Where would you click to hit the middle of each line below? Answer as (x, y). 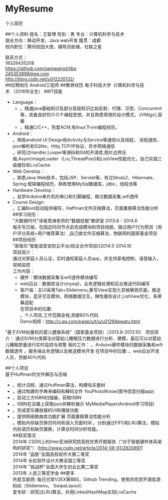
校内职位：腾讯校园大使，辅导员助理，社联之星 (53, 46)
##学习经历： (26, 214)
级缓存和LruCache (31, 165)
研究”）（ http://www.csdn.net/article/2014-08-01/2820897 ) (82, 448)
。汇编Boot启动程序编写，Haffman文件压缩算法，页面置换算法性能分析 (86, 208)
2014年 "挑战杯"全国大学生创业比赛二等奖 (55, 467)
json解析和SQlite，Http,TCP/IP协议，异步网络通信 (64, 146)
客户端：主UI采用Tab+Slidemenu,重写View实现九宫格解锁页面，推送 (90, 290)
